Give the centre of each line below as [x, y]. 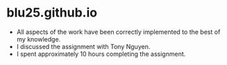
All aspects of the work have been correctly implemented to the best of [118, 32]
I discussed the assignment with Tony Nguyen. [83, 46]
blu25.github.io [52, 13]
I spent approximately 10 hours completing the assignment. [101, 54]
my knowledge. [39, 39]
